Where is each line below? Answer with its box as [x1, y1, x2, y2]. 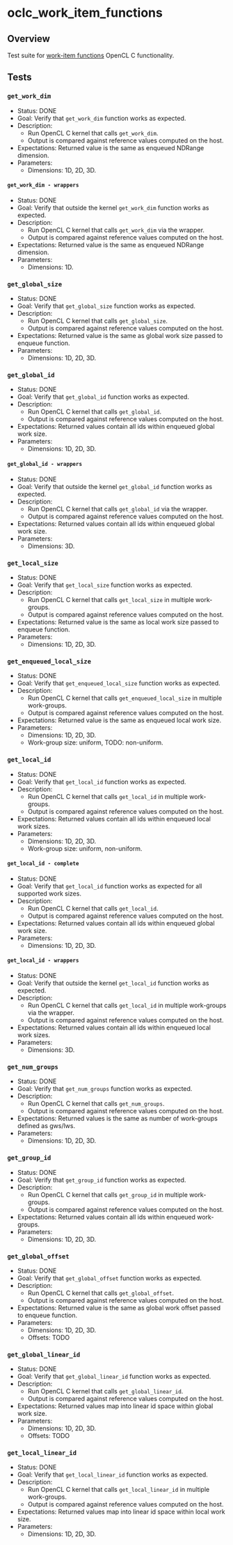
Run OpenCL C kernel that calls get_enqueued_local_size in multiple [27, 694, 223, 703]
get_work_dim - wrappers [7, 182, 79, 189]
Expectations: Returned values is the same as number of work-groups [17, 1114, 218, 1122]
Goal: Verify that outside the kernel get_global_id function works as [17, 482, 213, 490]
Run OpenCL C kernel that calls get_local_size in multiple [27, 595, 195, 603]
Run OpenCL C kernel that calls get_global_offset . [27, 1289, 174, 1297]
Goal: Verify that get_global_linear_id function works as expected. [17, 1372, 211, 1381]
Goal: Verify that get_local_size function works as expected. [17, 580, 193, 589]
